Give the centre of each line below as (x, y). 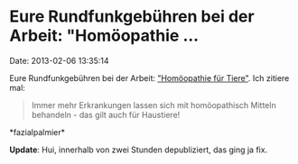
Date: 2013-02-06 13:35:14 (60, 60)
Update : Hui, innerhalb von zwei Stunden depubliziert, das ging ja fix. (139, 150)
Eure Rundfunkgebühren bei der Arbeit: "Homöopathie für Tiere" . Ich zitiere (149, 77)
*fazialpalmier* (37, 132)
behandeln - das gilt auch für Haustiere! (106, 114)
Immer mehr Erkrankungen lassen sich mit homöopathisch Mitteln (154, 105)
